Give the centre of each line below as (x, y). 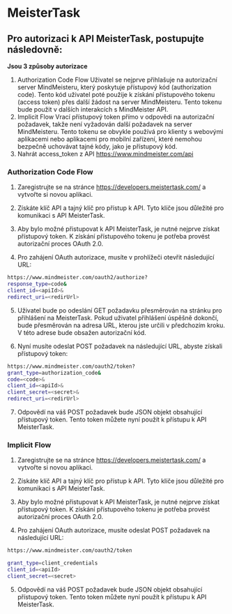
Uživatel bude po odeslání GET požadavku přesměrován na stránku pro (119, 310)
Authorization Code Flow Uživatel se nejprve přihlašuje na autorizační (117, 80)
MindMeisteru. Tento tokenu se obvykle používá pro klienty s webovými (120, 132)
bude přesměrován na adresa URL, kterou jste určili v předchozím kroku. (121, 325)
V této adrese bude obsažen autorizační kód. (82, 332)
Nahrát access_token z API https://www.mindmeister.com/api (105, 154)
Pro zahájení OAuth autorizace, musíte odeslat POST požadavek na (114, 530)
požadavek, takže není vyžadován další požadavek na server (105, 124)
